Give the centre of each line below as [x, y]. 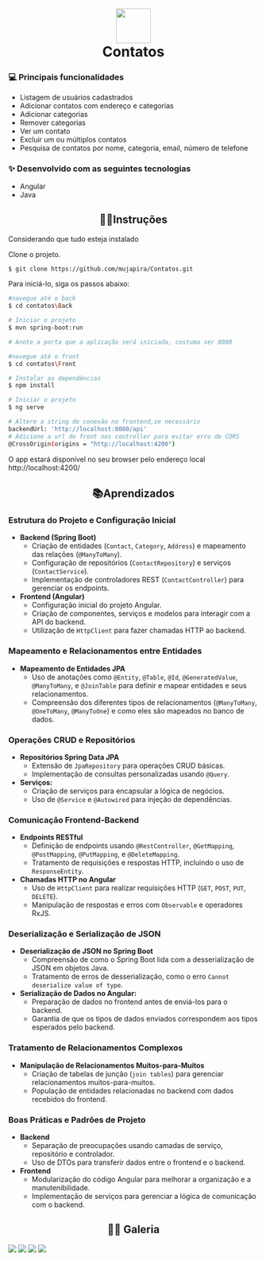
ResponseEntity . [58, 871]
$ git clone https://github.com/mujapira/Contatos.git [101, 269]
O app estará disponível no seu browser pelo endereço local [107, 459]
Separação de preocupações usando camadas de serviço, [127, 1146]
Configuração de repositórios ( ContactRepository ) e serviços [131, 563]
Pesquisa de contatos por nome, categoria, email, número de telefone [134, 148]
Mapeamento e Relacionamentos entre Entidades [105, 651]
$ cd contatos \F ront [42, 364]
